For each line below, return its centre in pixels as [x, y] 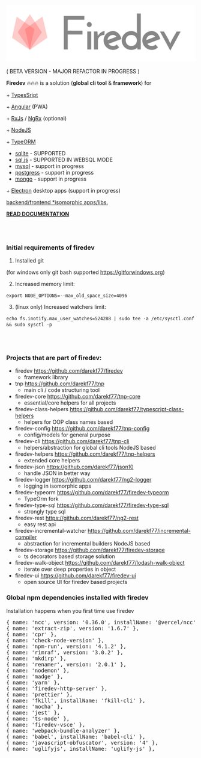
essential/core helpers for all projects [70, 403]
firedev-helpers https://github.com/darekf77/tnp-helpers [85, 454]
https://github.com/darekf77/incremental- [139, 531]
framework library [46, 377]
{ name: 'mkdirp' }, [37, 658]
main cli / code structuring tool [62, 390]
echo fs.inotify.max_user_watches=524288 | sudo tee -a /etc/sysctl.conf [100, 318]
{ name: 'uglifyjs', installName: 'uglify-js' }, [81, 749]
